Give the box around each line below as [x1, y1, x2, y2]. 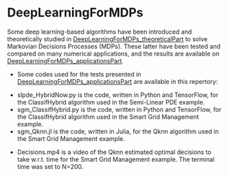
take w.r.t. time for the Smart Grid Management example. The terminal [16, 155, 215, 163]
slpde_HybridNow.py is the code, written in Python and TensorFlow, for [16, 91, 218, 99]
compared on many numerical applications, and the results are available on [7, 49, 220, 58]
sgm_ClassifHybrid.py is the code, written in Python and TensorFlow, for [16, 105, 222, 113]
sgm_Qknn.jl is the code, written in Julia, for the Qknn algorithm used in [16, 127, 219, 135]
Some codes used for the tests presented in [16, 70, 141, 78]
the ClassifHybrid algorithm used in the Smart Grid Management [16, 112, 199, 121]
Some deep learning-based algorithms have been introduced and [7, 27, 192, 36]
